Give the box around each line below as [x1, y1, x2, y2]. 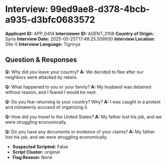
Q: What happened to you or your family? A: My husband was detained [5, 84, 152, 90]
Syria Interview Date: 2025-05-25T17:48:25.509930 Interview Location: [5, 36, 156, 42]
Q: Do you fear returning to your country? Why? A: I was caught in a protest [5, 99, 161, 105]
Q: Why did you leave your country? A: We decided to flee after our [5, 69, 144, 75]
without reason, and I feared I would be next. [5, 89, 97, 95]
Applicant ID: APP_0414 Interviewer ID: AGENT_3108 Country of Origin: [5, 30, 154, 36]
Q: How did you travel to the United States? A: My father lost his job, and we [5, 114, 162, 120]
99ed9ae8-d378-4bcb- [50, 3, 151, 15]
